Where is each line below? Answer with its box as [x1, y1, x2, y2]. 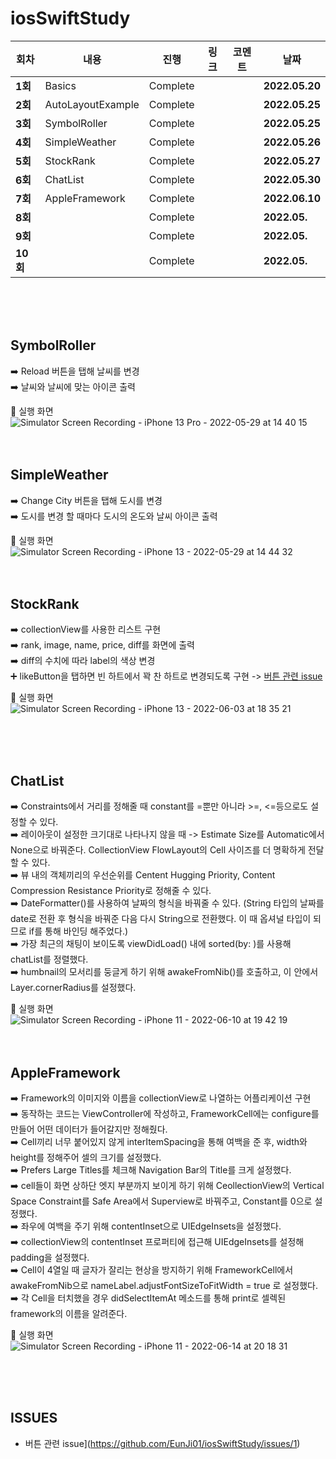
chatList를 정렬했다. [10, 953, 89, 966]
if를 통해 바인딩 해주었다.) [28, 925, 129, 937]
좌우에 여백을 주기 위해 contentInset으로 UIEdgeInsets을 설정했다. [20, 1220, 282, 1232]
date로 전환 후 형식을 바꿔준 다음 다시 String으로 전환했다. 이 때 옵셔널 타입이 [10, 913, 312, 925]
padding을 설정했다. [10, 1252, 90, 1263]
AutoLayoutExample [44, 97, 140, 111]
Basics [44, 78, 77, 92]
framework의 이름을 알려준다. [10, 1308, 128, 1319]
